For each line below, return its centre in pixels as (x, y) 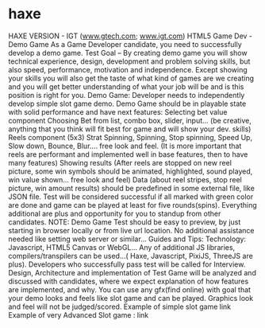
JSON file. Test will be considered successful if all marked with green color (131, 197)
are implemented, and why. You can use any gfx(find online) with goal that (130, 289)
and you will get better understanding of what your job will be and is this (126, 86)
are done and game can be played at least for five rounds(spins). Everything (133, 205)
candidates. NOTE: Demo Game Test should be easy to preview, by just (125, 222)
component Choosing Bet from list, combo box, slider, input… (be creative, (130, 120)
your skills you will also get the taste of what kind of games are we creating (131, 78)
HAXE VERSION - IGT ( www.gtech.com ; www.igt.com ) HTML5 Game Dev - (130, 36)
